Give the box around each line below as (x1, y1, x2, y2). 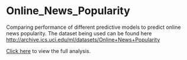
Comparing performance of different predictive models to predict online (6, 24, 181, 31)
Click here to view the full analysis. (6, 47, 91, 54)
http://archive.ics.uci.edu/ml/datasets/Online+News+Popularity (6, 36, 160, 43)
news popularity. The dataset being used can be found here (6, 29, 152, 36)
